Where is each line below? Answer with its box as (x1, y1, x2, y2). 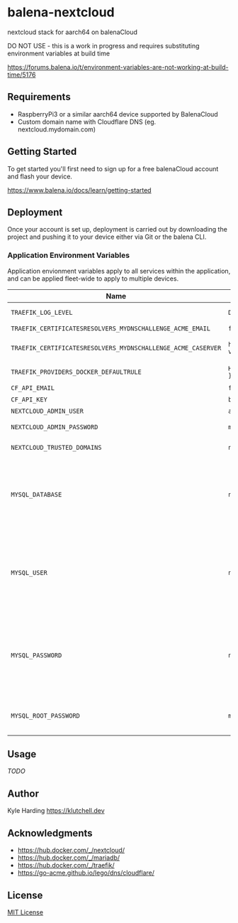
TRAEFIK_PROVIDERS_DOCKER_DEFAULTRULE (11, 367, 142, 376)
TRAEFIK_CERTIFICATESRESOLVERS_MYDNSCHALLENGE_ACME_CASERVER (11, 344, 222, 352)
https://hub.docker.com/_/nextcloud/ (17, 846, 125, 855)
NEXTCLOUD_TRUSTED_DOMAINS (11, 443, 102, 451)
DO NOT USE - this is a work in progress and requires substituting (7, 41, 200, 50)
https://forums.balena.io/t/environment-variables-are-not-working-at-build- (7, 63, 229, 71)
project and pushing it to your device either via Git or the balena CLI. (7, 232, 207, 242)
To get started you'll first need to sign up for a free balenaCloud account (7, 164, 219, 173)
